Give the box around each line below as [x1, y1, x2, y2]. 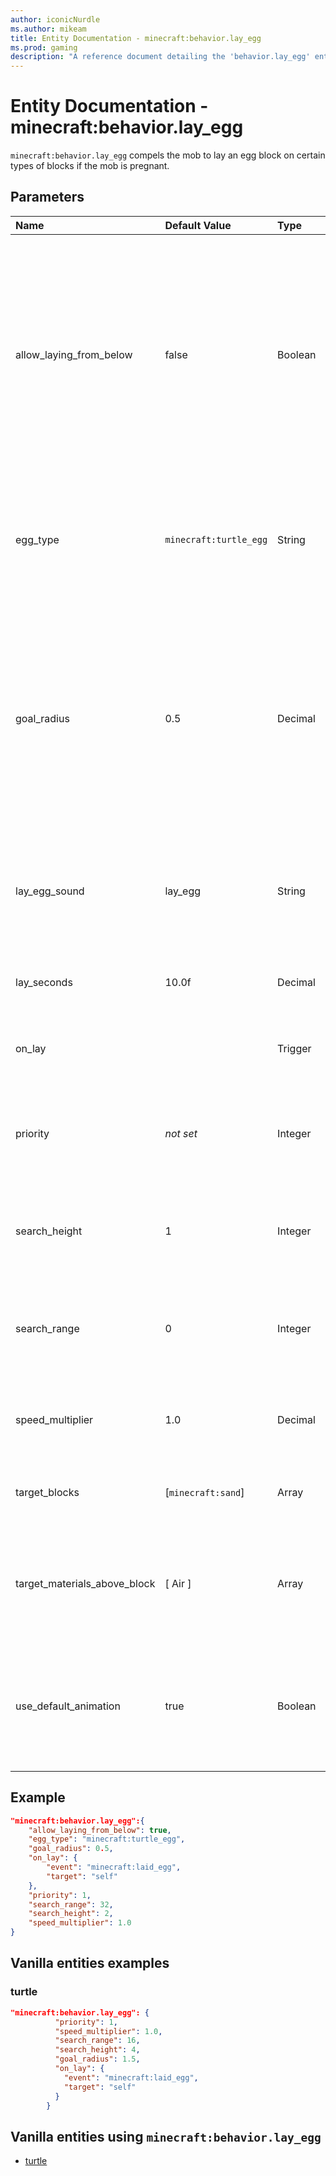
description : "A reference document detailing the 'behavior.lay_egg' [10, 52, 311, 62]
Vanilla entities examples [10, 1955, 170, 1972]
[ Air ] [164, 1576, 192, 1590]
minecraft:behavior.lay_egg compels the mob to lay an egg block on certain [10, 149, 326, 161]
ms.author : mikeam [10, 24, 87, 34]
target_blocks [15, 1485, 80, 1499]
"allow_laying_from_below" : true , [28, 1825, 172, 1835]
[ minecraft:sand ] [164, 1485, 245, 1499]
